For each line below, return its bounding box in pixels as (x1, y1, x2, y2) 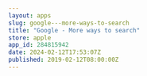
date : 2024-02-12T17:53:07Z (8, 48, 102, 56)
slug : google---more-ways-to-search (8, 19, 130, 27)
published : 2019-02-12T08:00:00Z (8, 56, 119, 64)
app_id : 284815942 (8, 41, 69, 49)
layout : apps (8, 11, 52, 20)
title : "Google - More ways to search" (8, 26, 141, 34)
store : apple (8, 33, 52, 42)
